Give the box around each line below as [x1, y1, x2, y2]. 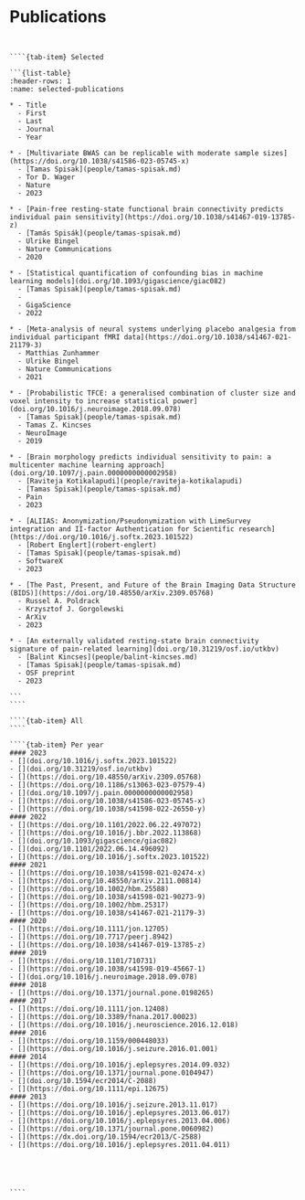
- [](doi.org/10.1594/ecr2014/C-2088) [9, 1076, 157, 1085]
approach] [127, 460, 166, 470]
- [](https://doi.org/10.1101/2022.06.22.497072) [9, 820, 203, 829]
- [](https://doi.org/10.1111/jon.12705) [9, 924, 170, 933]
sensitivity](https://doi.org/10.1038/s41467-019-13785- [74, 212, 297, 221]
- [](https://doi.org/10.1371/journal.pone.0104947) [9, 1067, 215, 1078]
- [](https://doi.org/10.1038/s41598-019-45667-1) [9, 964, 206, 973]
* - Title [9, 101, 47, 110]
